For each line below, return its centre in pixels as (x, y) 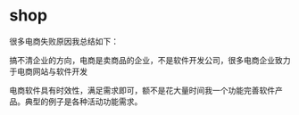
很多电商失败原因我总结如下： (64, 41)
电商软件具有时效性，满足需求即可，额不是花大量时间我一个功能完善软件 (142, 90)
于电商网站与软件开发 (48, 71)
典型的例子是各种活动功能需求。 (83, 101)
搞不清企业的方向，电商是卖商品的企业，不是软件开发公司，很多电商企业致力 (150, 60)
